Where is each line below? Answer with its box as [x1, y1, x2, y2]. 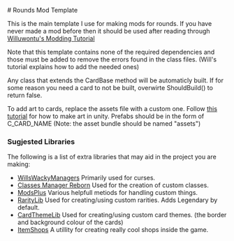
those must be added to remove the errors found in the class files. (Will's [7, 55, 217, 64]
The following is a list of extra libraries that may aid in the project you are [7, 153, 217, 161]
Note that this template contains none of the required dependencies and [7, 48, 215, 56]
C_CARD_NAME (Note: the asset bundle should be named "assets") [7, 119, 201, 128]
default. [17, 203, 40, 212]
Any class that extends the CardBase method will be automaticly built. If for [7, 76, 224, 85]
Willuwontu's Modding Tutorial [7, 34, 96, 43]
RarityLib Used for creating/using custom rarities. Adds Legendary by [17, 196, 218, 205]
